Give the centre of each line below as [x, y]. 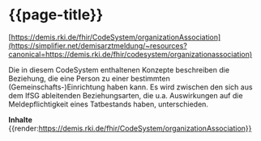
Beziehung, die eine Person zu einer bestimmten [89, 78]
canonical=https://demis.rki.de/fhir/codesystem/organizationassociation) [130, 54]
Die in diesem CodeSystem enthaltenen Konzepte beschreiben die [119, 69]
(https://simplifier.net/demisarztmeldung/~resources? [98, 45]
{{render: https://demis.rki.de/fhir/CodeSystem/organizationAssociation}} [130, 128]
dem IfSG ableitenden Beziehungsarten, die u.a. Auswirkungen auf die [126, 95]
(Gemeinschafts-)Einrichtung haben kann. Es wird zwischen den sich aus [130, 87]
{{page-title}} [56, 15]
